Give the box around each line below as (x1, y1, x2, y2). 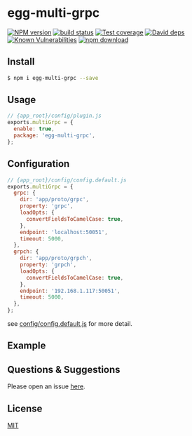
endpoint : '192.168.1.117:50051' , (20, 287, 121, 294)
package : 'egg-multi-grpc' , (13, 132, 96, 139)
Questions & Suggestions (7, 363, 121, 376)
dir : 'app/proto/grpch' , (20, 254, 92, 262)
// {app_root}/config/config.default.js (7, 177, 128, 184)
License (7, 402, 43, 414)
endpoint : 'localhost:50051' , (20, 229, 109, 236)
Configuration (7, 158, 70, 170)
